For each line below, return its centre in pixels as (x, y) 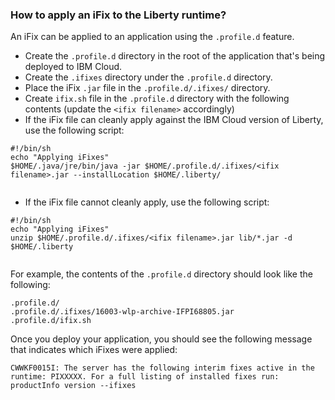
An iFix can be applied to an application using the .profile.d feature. (152, 37)
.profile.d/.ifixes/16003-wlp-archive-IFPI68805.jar (122, 312)
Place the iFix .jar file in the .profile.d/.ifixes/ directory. (147, 88)
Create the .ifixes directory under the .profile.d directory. (148, 77)
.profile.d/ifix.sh (51, 321)
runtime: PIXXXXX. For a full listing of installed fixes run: (145, 377)
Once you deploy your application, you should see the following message (161, 339)
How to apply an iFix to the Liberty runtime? (118, 15)
